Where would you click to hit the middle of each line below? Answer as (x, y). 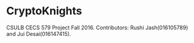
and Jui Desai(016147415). (39, 33)
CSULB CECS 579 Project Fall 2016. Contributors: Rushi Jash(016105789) (97, 27)
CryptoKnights (44, 11)
